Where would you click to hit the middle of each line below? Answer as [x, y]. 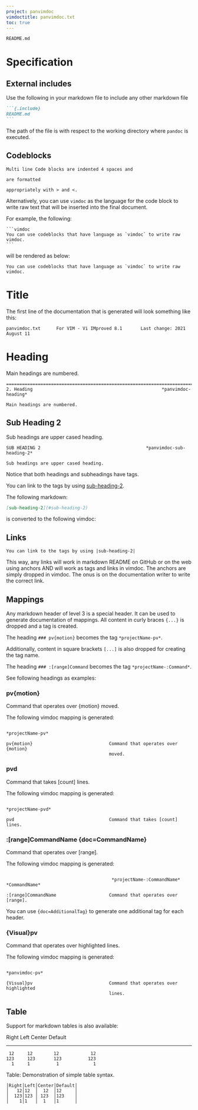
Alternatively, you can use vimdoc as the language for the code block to [92, 200]
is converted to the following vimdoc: [51, 519]
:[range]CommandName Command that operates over [92, 895]
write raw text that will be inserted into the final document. [77, 207]
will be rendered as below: [38, 256]
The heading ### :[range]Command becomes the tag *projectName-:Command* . [99, 666]
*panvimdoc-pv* [25, 973]
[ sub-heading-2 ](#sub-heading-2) [47, 508]
